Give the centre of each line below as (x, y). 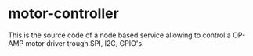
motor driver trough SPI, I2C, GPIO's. (85, 43)
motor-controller (63, 14)
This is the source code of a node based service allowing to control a (119, 35)
